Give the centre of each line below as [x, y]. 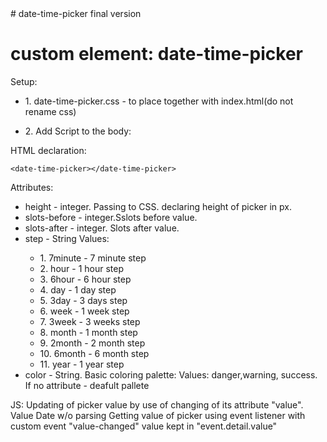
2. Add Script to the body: [78, 131]
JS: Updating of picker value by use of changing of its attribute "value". [157, 404]
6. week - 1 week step [84, 311]
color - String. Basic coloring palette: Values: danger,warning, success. [171, 374]
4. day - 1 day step [78, 289]
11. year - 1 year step [82, 364]
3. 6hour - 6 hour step [85, 279]
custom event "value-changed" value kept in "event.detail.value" [144, 426]
